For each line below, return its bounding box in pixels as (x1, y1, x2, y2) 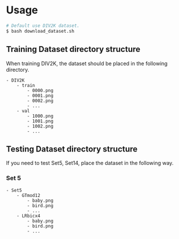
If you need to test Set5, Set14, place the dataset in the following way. (6, 160, 174, 167)
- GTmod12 (16, 192, 41, 198)
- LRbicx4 (16, 213, 41, 219)
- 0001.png (27, 93, 54, 99)
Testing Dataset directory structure (6, 144, 138, 154)
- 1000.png (27, 113, 54, 119)
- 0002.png (27, 97, 54, 104)
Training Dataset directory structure (6, 44, 140, 54)
